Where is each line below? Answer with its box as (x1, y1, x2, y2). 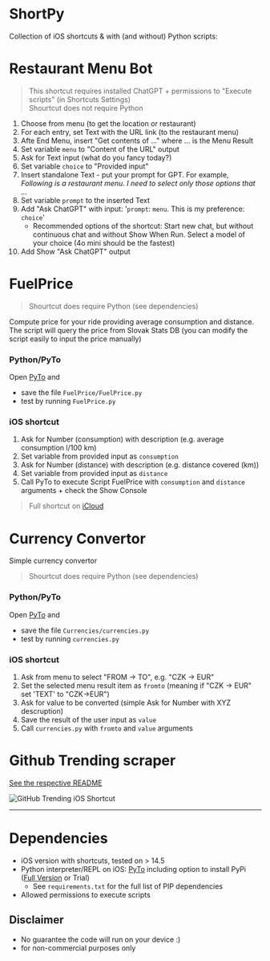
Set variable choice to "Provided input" (20, 161, 149, 171)
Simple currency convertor (9, 556, 98, 566)
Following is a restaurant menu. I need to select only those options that (20, 178, 256, 188)
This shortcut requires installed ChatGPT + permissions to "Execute (28, 86, 252, 96)
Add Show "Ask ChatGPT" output (20, 246, 131, 256)
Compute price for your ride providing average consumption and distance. (9, 316, 255, 326)
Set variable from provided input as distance (20, 469, 168, 478)
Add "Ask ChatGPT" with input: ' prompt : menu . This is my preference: (20, 204, 245, 214)
